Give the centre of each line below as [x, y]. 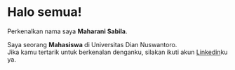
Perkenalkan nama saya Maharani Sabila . [67, 31]
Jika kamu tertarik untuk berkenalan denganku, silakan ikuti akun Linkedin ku [117, 52]
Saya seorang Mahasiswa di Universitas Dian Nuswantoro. [92, 44]
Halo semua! [45, 12]
